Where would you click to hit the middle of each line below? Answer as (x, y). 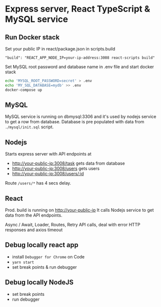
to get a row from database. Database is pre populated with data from (75, 122)
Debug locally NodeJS (39, 282)
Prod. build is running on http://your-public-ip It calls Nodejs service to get (80, 210)
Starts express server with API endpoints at (48, 154)
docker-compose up (24, 90)
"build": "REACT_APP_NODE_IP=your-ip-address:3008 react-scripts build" (80, 58)
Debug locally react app (42, 245)
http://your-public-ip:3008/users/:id (48, 174)
